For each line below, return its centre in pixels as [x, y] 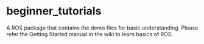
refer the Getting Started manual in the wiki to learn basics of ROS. [90, 34]
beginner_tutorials [54, 11]
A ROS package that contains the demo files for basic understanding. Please [102, 28]
